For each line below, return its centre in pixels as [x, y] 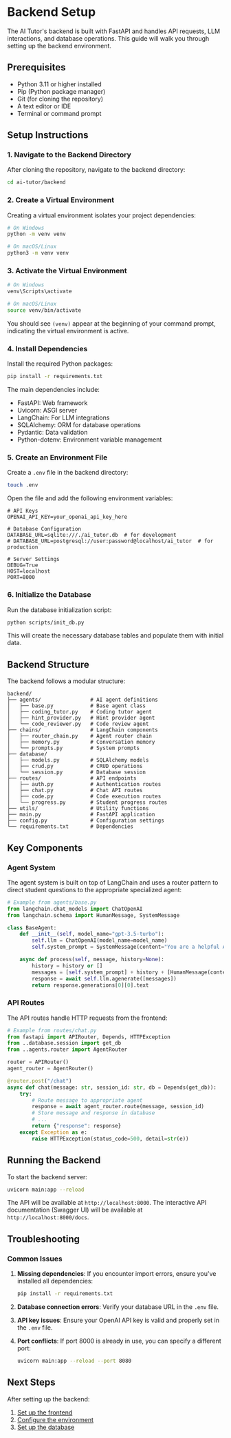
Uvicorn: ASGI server [47, 411]
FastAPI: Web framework [52, 403]
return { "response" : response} [77, 1126]
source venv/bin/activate [44, 311]
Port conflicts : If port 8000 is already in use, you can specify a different [119, 1341]
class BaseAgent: [32, 928]
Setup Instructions [48, 135]
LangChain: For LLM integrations [63, 417]
